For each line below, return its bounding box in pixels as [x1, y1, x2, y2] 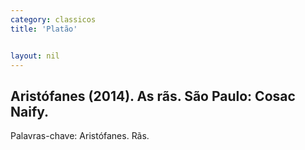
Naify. [10, 103, 50, 120]
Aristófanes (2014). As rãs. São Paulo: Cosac [10, 87, 296, 105]
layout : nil [10, 51, 60, 61]
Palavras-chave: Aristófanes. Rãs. [10, 130, 150, 142]
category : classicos [10, 14, 97, 25]
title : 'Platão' [10, 24, 78, 34]
